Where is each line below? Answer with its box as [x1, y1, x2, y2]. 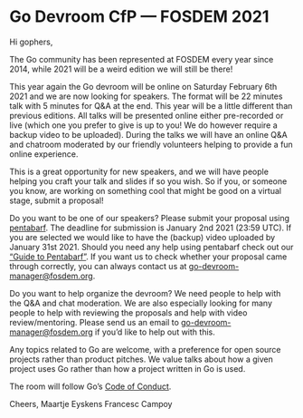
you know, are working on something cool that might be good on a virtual [9, 185, 282, 196]
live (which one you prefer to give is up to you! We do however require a [9, 120, 278, 131]
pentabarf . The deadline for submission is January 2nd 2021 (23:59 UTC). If [9, 222, 292, 233]
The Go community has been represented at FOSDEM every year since [9, 53, 274, 64]
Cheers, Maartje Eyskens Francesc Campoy [9, 398, 173, 409]
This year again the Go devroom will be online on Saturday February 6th [9, 81, 278, 92]
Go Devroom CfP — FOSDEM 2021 [9, 6, 270, 27]
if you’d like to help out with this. [94, 326, 215, 337]
